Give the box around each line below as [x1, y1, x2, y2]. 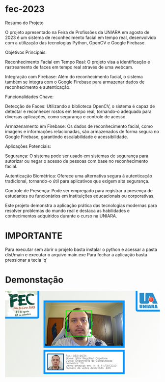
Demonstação [5, 275, 64, 285]
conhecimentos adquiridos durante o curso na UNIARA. [5, 213, 117, 219]
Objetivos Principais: [5, 49, 47, 55]
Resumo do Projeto [5, 20, 44, 26]
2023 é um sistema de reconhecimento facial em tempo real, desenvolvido [5, 35, 156, 40]
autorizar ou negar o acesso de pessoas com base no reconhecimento [5, 158, 148, 164]
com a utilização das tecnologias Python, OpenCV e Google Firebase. [5, 39, 146, 45]
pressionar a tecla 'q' [5, 257, 48, 263]
